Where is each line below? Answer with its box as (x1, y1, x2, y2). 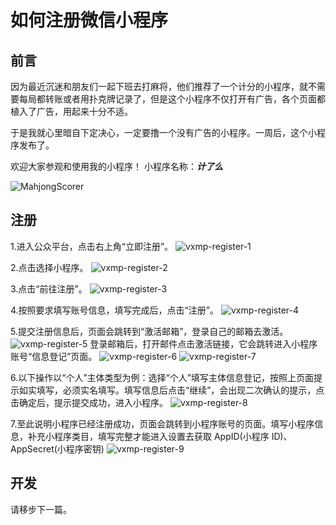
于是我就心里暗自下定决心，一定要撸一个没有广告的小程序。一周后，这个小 (10, 127, 317, 138)
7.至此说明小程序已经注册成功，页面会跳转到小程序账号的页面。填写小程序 (10, 417, 315, 430)
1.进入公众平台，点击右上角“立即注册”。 (10, 240, 174, 252)
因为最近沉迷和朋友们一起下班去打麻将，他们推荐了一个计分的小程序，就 (10, 81, 308, 92)
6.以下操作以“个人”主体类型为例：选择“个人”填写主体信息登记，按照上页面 (10, 371, 314, 383)
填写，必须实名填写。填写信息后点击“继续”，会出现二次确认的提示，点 (36, 384, 325, 396)
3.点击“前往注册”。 (10, 282, 88, 295)
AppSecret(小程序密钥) (10, 442, 105, 455)
